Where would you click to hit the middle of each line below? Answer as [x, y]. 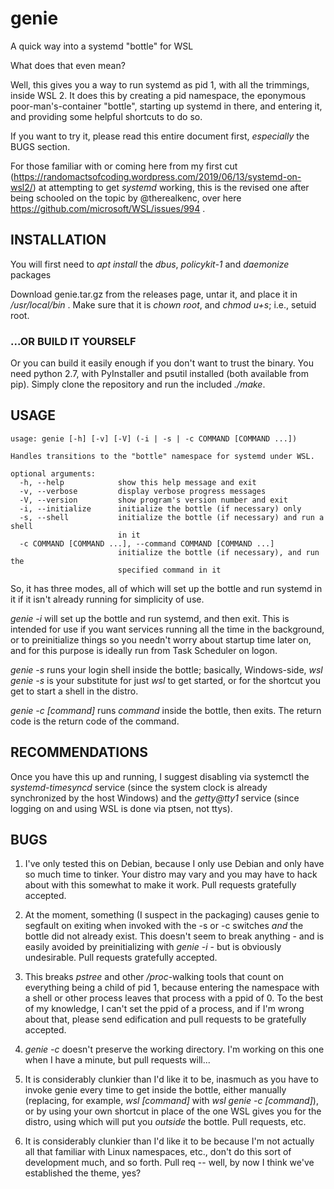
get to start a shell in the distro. [74, 691]
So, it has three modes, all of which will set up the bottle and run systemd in [166, 588]
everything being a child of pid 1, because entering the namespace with [172, 988]
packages [31, 274]
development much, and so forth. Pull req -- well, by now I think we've [169, 1163]
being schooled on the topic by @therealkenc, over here [126, 198]
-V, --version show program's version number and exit [153, 500]
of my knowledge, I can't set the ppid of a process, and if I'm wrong [164, 1009]
